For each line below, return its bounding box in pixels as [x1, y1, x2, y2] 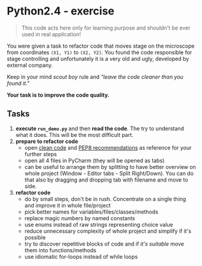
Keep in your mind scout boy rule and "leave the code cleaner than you [7, 73, 184, 80]
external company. [7, 62, 53, 69]
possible [24, 233, 46, 241]
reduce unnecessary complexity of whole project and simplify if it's [24, 227, 192, 235]
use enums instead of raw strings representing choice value [24, 221, 174, 228]
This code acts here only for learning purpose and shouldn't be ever [21, 24, 191, 31]
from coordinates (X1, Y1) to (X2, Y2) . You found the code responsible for [7, 48, 192, 55]
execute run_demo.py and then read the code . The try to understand [15, 125, 185, 132]
